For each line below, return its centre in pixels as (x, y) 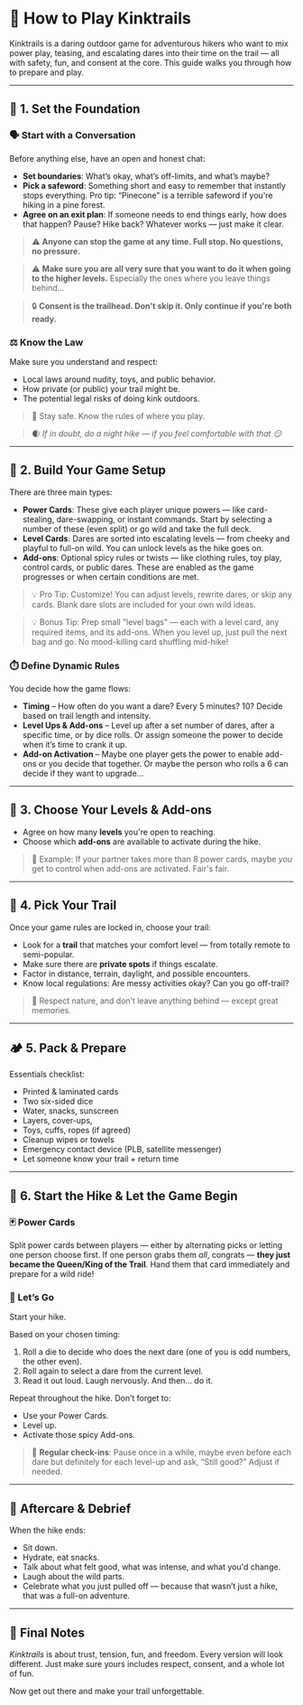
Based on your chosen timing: (65, 1335)
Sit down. (40, 1548)
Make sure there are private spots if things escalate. (120, 964)
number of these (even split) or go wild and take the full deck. (137, 528)
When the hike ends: (47, 1531)
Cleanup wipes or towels (68, 1140)
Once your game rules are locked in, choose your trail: (110, 927)
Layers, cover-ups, (57, 1121)
